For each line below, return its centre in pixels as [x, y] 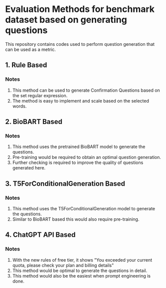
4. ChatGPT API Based [40, 235]
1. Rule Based [26, 65]
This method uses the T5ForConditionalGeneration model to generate [84, 209]
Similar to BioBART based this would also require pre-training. [76, 219]
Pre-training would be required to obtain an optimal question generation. [86, 157]
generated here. [29, 168]
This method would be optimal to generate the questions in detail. [80, 271]
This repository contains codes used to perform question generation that [80, 44]
